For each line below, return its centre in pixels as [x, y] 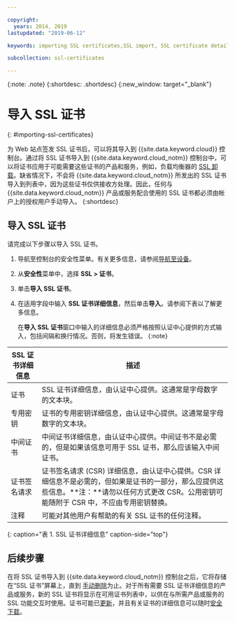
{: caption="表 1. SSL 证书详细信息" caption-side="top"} [88, 534]
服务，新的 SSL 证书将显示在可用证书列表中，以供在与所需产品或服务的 [122, 594]
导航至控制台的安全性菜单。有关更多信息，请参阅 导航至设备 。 [106, 258]
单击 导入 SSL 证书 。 [46, 289]
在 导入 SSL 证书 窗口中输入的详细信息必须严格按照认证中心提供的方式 [116, 327]
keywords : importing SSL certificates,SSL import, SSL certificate [108, 46]
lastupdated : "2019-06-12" [47, 33]
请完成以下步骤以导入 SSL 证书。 [55, 244]
